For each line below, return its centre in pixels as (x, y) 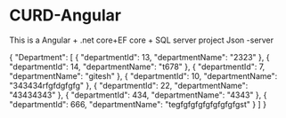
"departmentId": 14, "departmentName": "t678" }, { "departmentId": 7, (137, 67)
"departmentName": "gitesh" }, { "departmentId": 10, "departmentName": (143, 75)
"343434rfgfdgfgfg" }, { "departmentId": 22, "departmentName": (129, 85)
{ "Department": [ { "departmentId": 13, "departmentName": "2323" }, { (139, 57)
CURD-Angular (65, 16)
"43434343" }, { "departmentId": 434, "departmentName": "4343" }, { (138, 95)
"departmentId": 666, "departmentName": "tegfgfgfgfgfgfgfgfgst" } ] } (138, 104)
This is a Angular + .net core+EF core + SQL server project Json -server (142, 40)
